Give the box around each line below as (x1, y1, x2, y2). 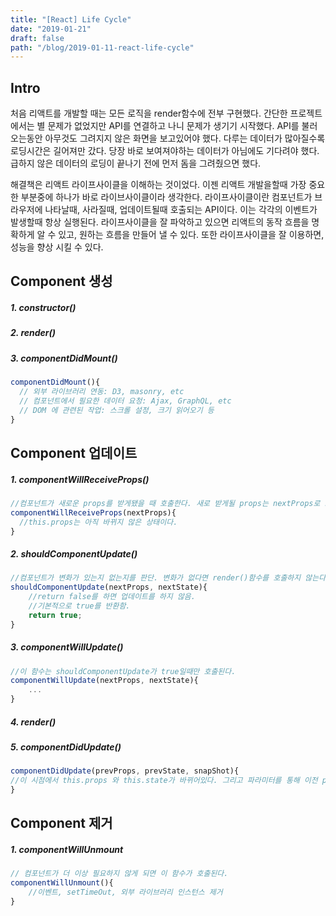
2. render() (10, 327, 57, 339)
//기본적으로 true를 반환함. (28, 601, 131, 611)
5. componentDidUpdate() (10, 741, 122, 753)
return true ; (28, 610, 83, 620)
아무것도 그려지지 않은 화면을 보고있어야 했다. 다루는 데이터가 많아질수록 (44, 132, 326, 145)
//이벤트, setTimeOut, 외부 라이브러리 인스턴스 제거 (28, 887, 223, 898)
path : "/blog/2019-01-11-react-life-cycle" (10, 42, 195, 53)
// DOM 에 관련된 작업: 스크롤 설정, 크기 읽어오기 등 (19, 405, 215, 415)
